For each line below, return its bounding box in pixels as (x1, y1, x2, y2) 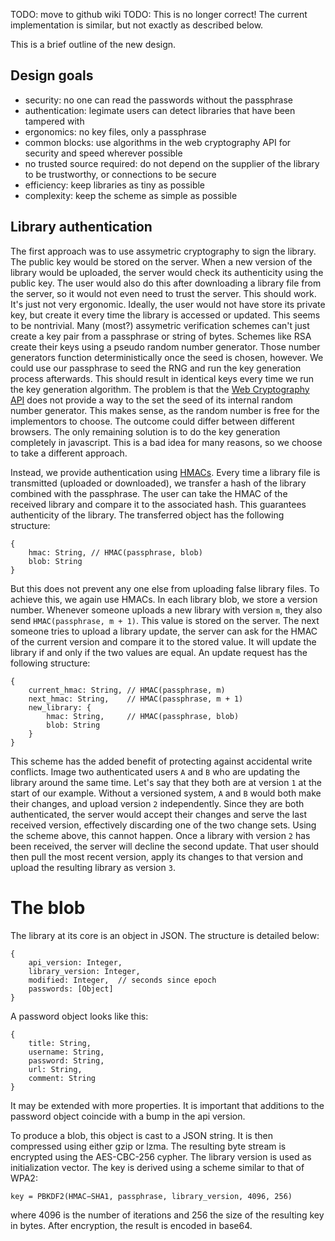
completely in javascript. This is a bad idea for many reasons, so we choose (10, 436, 323, 448)
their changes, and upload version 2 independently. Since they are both (10, 797, 305, 809)
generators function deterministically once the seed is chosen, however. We (10, 351, 324, 363)
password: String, (28, 1055, 105, 1066)
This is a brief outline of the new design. (10, 39, 177, 50)
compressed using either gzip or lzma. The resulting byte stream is (10, 1140, 287, 1152)
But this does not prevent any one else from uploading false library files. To (10, 582, 320, 594)
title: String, (28, 1038, 92, 1048)
